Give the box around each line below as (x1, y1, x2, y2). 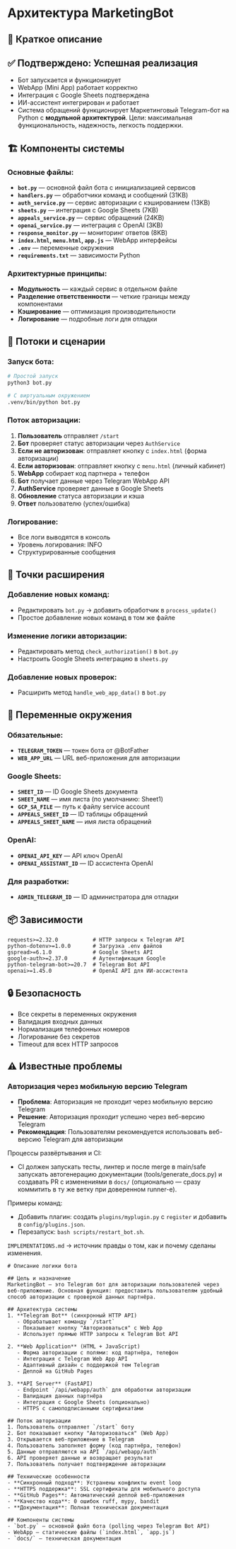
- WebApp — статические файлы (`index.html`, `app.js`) (7, 1529, 175, 1536)
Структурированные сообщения (17, 548, 116, 556)
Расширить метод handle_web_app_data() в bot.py (17, 688, 166, 697)
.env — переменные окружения (17, 244, 114, 252)
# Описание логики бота (7, 1262, 78, 1270)
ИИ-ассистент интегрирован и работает (17, 98, 140, 107)
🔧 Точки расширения (7, 568, 105, 581)
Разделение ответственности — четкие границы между (17, 292, 191, 301)
